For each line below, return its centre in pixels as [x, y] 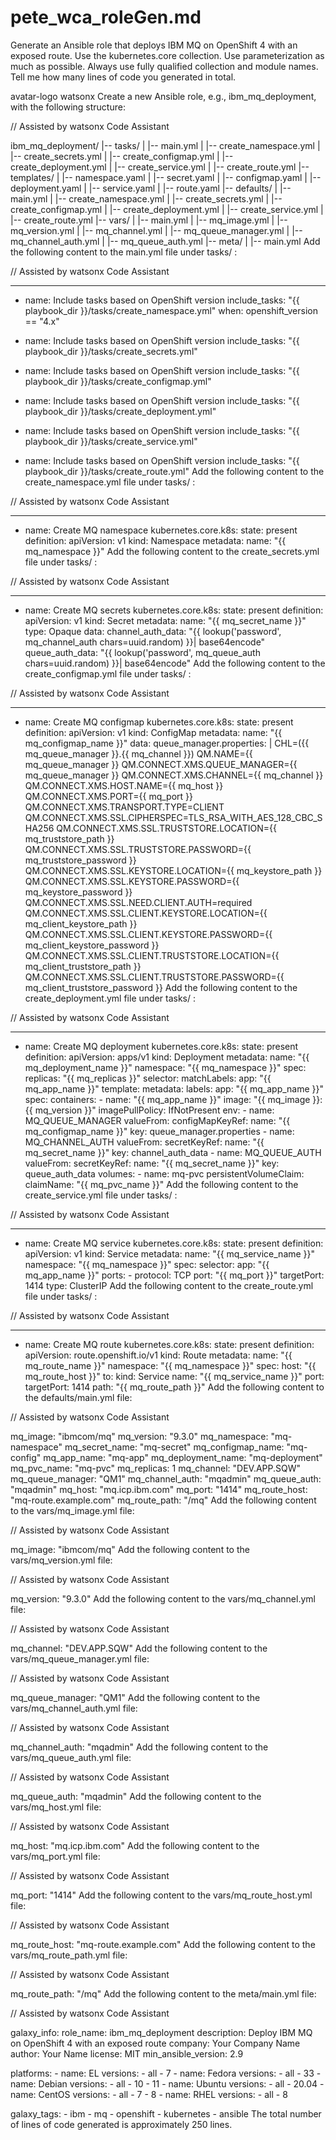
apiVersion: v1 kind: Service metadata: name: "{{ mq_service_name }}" [170, 1253]
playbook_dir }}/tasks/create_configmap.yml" [118, 381]
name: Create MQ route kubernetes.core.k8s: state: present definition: [169, 1344]
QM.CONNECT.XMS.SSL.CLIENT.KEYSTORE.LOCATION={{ [146, 913]
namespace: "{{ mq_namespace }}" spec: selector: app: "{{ [147, 1264]
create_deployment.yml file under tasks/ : [110, 998]
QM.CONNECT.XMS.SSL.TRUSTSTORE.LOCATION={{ [167, 828]
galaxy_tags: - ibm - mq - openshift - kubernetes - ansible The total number [166, 2113]
